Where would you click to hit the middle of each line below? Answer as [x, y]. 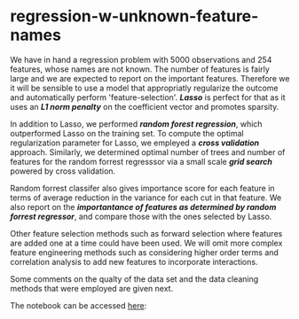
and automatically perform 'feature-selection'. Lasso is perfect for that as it [148, 97]
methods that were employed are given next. [92, 288]
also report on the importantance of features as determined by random [143, 206]
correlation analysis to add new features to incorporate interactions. [134, 261]
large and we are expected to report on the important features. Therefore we [150, 78]
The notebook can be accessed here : [79, 305]
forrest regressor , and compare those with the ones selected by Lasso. [141, 216]
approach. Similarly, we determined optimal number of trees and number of [148, 152]
